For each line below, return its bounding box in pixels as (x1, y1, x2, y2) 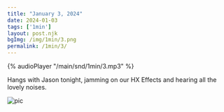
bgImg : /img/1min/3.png (7, 36, 77, 43)
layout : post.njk (7, 29, 58, 37)
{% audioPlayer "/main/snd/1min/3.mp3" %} (7, 62, 134, 70)
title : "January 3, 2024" (7, 10, 83, 17)
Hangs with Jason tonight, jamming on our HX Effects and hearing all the (7, 76, 217, 84)
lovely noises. (7, 83, 47, 91)
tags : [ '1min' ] (7, 23, 52, 30)
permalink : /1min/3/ (7, 43, 68, 50)
